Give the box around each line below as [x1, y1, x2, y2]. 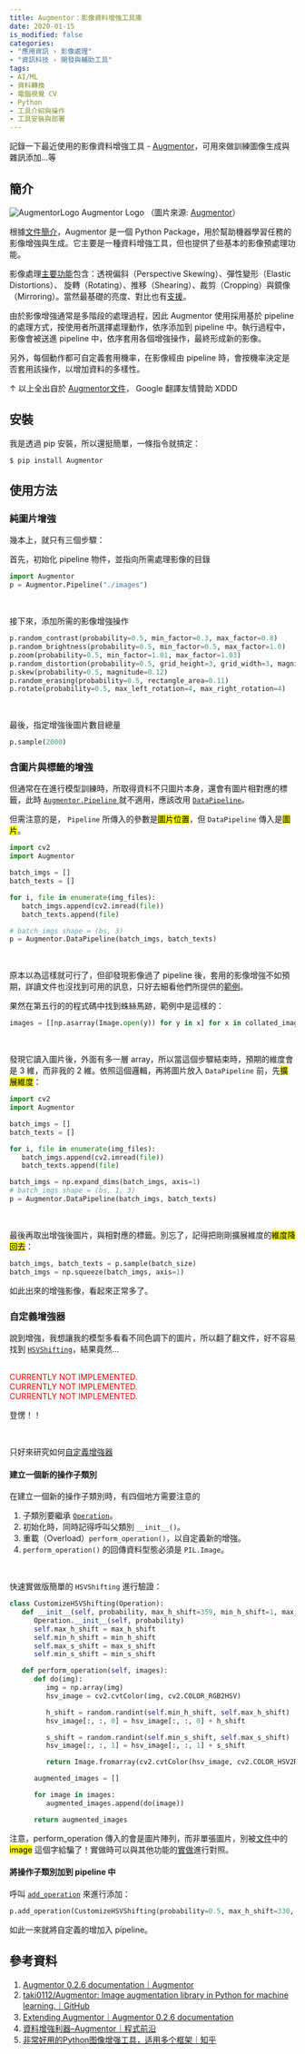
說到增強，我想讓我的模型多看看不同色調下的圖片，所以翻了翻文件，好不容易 [9, 1332, 296, 1344]
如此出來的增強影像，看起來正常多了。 [9, 1285, 152, 1296]
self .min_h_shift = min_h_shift [33, 1633, 156, 1642]
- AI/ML [9, 73, 39, 82]
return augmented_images [33, 1815, 128, 1824]
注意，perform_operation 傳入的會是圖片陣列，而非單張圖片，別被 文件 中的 [9, 1832, 289, 1843]
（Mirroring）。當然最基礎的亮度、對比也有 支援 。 [9, 291, 192, 301]
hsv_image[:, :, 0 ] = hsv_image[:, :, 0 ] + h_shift [45, 1716, 246, 1725]
